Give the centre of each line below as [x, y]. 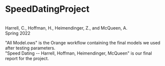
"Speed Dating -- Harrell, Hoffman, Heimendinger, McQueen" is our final [79, 53]
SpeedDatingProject [47, 9]
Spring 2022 [18, 33]
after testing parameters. [30, 48]
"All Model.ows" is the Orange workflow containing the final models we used [83, 42]
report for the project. [27, 58]
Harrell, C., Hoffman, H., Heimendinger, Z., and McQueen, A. [66, 28]
